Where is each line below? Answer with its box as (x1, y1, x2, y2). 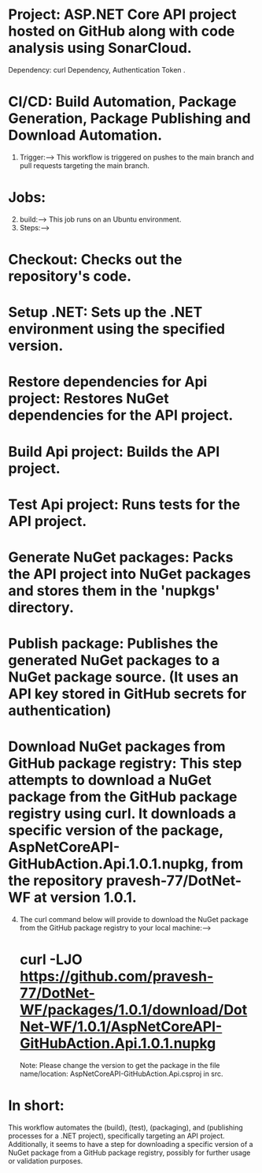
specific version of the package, (8, 822, 224, 839)
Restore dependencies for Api (8, 373, 208, 391)
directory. (8, 598, 75, 616)
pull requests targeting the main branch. (19, 160, 149, 170)
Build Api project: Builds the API (8, 443, 220, 461)
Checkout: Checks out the (8, 251, 183, 268)
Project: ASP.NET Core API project (8, 6, 238, 24)
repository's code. (8, 267, 132, 285)
